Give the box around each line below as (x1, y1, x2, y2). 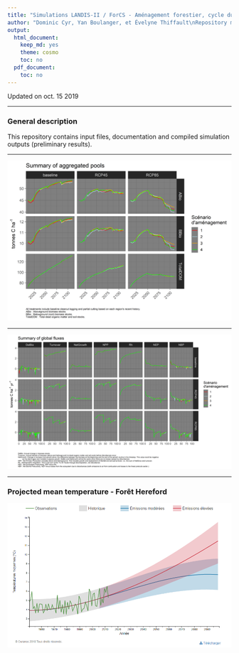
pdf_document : (14, 64, 55, 71)
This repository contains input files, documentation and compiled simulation (7, 132, 230, 141)
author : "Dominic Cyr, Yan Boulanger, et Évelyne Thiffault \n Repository (7, 18, 228, 26)
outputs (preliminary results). (7, 139, 92, 149)
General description (7, 116, 78, 126)
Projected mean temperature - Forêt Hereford (7, 487, 167, 497)
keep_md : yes (20, 41, 59, 49)
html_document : (14, 34, 59, 41)
